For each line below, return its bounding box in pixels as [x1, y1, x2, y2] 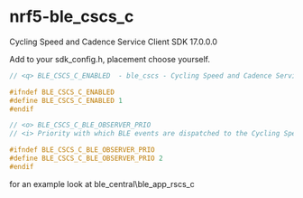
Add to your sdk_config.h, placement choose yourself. [9, 53, 210, 64]
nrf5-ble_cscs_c [9, 6, 134, 27]
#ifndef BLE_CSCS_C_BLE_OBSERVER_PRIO [9, 146, 155, 155]
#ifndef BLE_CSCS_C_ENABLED [9, 88, 115, 97]
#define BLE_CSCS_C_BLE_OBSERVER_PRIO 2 [9, 154, 164, 164]
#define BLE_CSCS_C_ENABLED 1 [9, 96, 124, 105]
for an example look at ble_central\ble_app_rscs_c [9, 178, 196, 189]
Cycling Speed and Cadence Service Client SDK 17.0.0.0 [9, 36, 218, 47]
